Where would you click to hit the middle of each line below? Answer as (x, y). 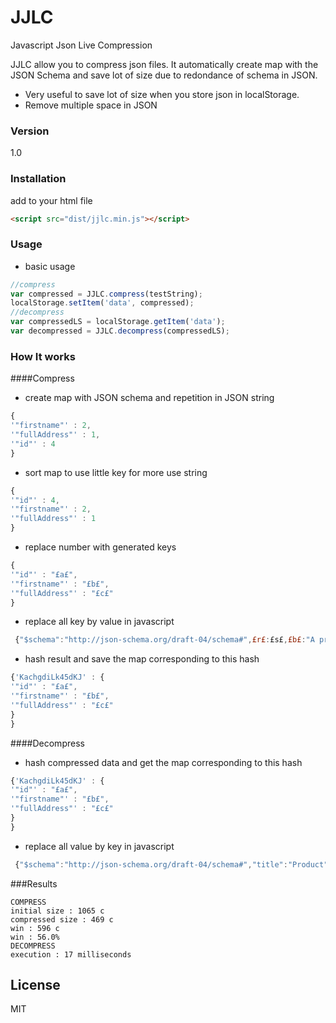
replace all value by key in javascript (99, 846)
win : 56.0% (35, 937)
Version (30, 131)
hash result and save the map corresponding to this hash (142, 659)
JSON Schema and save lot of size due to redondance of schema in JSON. (164, 75)
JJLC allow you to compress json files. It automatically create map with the (164, 64)
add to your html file (51, 200)
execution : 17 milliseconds (71, 954)
